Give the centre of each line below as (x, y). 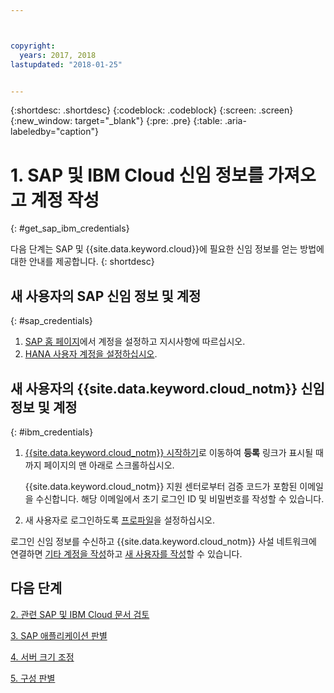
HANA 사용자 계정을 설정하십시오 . (91, 354)
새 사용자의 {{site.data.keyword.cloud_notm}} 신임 (167, 388)
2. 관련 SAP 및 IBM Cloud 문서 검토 (80, 614)
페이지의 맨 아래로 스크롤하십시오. (109, 465)
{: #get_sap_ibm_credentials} (70, 228)
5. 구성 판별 (33, 678)
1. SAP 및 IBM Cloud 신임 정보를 (137, 175)
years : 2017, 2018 (58, 55)
